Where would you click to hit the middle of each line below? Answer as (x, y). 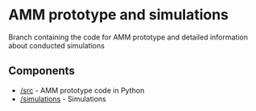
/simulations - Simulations (63, 99)
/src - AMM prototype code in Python (82, 90)
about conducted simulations (56, 45)
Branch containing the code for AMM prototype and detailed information (128, 37)
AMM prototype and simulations (119, 15)
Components (41, 71)
